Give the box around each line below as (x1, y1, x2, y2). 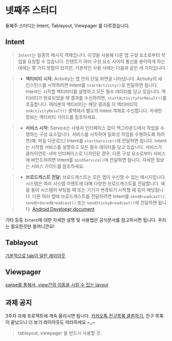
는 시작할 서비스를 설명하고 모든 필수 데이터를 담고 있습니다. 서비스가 (25, 144, 162, 150)
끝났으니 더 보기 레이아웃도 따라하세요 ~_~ (10, 319, 96, 325)
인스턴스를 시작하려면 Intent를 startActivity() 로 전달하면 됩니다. (25, 82, 158, 88)
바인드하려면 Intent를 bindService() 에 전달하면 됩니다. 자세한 (31, 156, 155, 163)
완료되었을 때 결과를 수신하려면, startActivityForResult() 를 (43, 95, 167, 101)
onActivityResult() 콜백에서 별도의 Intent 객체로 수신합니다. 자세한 (25, 107, 162, 113)
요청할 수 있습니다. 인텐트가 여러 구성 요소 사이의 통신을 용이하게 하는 (27, 58, 165, 64)
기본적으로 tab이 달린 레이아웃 (5, 253, 66, 259)
